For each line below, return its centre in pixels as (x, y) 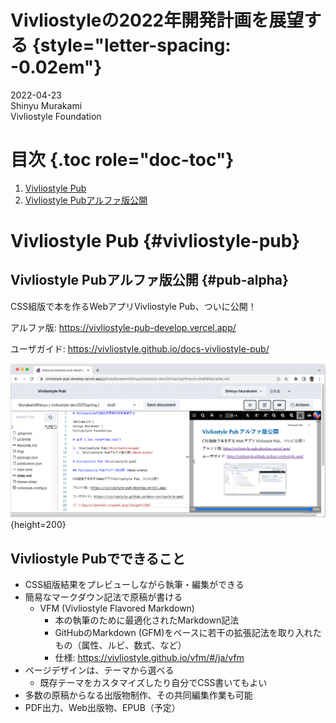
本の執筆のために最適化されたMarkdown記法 (147, 620)
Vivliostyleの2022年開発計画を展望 (157, 20)
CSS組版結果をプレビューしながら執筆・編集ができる (134, 585)
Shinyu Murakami (46, 105)
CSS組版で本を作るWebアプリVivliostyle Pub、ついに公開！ (133, 306)
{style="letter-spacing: (131, 45)
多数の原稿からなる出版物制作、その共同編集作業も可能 (138, 695)
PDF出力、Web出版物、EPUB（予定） (102, 708)
